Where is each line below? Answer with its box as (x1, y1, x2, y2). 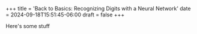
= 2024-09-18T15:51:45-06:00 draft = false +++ (5, 11, 125, 18)
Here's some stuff (5, 23, 50, 29)
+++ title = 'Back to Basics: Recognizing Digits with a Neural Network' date (5, 5, 191, 12)
